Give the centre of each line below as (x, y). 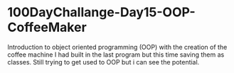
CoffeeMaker (47, 27)
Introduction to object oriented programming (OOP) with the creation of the (117, 47)
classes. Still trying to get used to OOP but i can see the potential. (103, 62)
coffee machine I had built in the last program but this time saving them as (116, 55)
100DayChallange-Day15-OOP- (101, 12)
